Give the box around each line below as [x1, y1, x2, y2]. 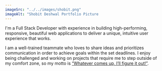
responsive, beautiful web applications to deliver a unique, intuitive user [5, 30, 149, 36]
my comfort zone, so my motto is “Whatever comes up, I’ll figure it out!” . [5, 60, 149, 66]
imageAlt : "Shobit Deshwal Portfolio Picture [5, 12, 98, 17]
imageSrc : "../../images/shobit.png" [5, 7, 81, 12]
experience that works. [5, 35, 51, 41]
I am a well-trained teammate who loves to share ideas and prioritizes [5, 45, 144, 51]
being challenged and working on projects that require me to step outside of [5, 55, 157, 61]
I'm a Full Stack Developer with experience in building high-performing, [5, 25, 147, 31]
